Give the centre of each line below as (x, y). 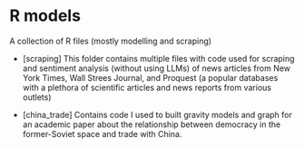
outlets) (37, 97)
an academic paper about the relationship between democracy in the (152, 124)
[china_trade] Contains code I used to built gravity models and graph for (157, 114)
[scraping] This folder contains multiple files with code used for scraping (158, 58)
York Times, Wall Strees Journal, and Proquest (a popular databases (150, 77)
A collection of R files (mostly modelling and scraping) (110, 41)
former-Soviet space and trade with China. (102, 133)
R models (45, 16)
